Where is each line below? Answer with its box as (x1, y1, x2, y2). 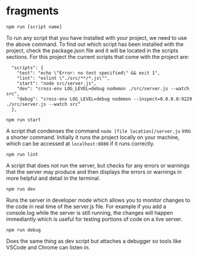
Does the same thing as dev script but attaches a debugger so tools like (6, 237, 182, 245)
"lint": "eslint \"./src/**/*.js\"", (17, 75, 110, 81)
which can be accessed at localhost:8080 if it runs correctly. (6, 140, 155, 147)
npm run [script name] (6, 24, 62, 30)
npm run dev (6, 186, 36, 192)
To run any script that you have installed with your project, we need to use (6, 34, 187, 41)
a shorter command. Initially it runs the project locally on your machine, (6, 133, 180, 141)
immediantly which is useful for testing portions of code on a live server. (6, 216, 183, 223)
